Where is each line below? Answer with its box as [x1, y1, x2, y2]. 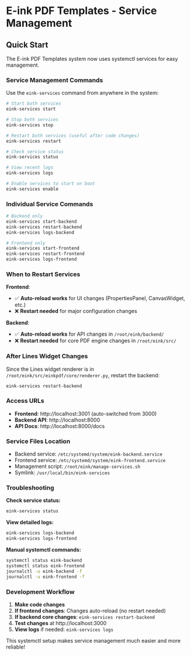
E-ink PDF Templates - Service [6, 4, 157, 18]
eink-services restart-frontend [6, 251, 85, 257]
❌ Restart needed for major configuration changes [14, 308, 137, 315]
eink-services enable [6, 186, 59, 192]
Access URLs [6, 397, 45, 405]
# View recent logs [6, 165, 54, 171]
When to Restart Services [6, 270, 81, 278]
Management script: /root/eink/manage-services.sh [14, 463, 141, 470]
